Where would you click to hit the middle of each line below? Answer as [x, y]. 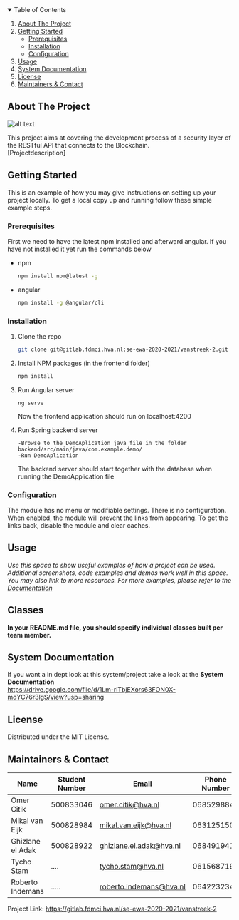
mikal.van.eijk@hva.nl [136, 825]
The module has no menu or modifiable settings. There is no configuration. [117, 511]
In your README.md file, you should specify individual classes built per [115, 627]
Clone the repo [39, 336]
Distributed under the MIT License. [58, 737]
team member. [30, 635]
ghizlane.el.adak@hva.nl [140, 846]
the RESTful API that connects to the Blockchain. [79, 145]
